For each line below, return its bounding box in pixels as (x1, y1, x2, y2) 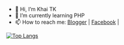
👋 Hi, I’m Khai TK (14, 6, 57, 12)
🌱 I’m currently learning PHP (14, 12, 85, 19)
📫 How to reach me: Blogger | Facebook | (14, 18, 120, 25)
